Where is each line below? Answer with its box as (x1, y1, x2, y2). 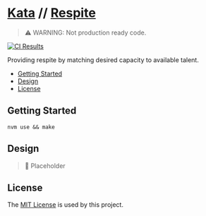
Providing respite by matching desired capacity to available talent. (7, 55, 199, 64)
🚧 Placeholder (24, 161, 66, 170)
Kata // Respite (7, 5, 97, 21)
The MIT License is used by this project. (7, 200, 123, 209)
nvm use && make (7, 124, 55, 131)
